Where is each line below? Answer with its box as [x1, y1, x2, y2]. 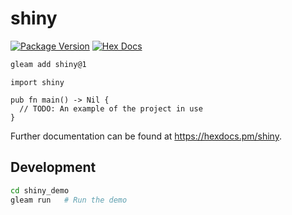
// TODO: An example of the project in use [19, 103, 203, 114]
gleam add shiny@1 [10, 59, 87, 69]
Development [10, 159, 97, 176]
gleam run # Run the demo [10, 195, 128, 205]
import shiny [10, 77, 65, 87]
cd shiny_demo [10, 185, 70, 196]
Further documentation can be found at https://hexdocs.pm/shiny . [10, 130, 282, 142]
